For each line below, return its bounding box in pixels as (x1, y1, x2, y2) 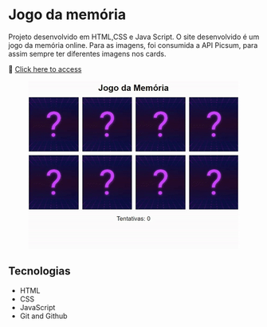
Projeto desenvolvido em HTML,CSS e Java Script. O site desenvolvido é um (8, 32, 260, 41)
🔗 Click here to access (8, 64, 82, 73)
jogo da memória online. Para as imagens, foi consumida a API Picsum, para (8, 40, 258, 49)
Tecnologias (8, 265, 71, 278)
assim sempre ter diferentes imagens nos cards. (8, 49, 167, 58)
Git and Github (19, 311, 68, 321)
